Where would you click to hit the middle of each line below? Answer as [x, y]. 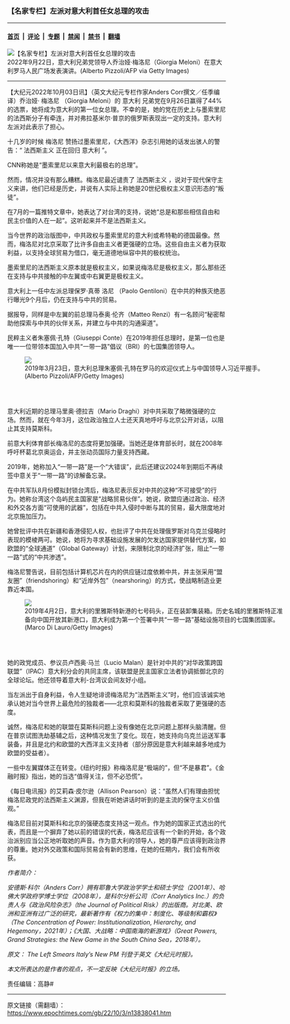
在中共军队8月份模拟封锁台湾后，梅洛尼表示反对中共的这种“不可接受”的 [109, 490]
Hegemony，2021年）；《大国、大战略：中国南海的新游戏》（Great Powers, [112, 931]
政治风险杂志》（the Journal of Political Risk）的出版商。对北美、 [123, 905]
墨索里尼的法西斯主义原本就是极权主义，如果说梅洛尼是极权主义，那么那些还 [117, 267]
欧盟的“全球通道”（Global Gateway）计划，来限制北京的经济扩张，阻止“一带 [116, 548]
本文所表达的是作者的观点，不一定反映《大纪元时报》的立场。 [95, 969]
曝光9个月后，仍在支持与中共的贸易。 [67, 299]
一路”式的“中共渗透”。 [39, 556]
